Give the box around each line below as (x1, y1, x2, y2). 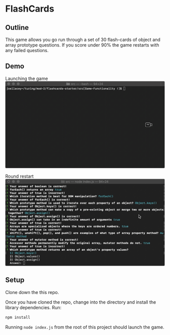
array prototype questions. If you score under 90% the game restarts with (5, 42, 159, 48)
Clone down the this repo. (5, 289, 59, 295)
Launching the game (5, 75, 48, 81)
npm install (5, 315, 30, 320)
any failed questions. (5, 48, 49, 53)
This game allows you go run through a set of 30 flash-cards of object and (5, 36, 161, 43)
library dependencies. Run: (5, 304, 62, 310)
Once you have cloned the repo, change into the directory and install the (5, 299, 156, 305)
